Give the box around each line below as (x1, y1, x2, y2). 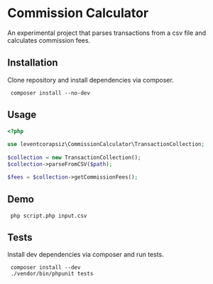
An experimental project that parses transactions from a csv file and (7, 28, 207, 37)
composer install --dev (10, 264, 81, 271)
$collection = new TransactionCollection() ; (7, 154, 141, 162)
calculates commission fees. (7, 36, 91, 44)
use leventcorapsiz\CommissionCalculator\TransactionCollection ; (7, 141, 204, 148)
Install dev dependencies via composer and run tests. (7, 251, 165, 259)
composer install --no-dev (10, 89, 91, 97)
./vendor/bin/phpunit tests (10, 270, 94, 278)
